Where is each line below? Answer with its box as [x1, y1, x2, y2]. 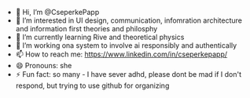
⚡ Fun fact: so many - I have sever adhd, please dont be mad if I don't [15, 70, 242, 78]
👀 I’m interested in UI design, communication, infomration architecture [15, 16, 242, 25]
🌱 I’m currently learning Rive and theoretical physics [15, 32, 185, 42]
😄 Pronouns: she [15, 61, 72, 70]
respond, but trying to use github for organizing [15, 81, 170, 90]
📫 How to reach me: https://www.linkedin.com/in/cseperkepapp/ [15, 49, 228, 59]
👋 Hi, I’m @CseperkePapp [15, 8, 100, 16]
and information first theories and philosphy [15, 24, 158, 33]
